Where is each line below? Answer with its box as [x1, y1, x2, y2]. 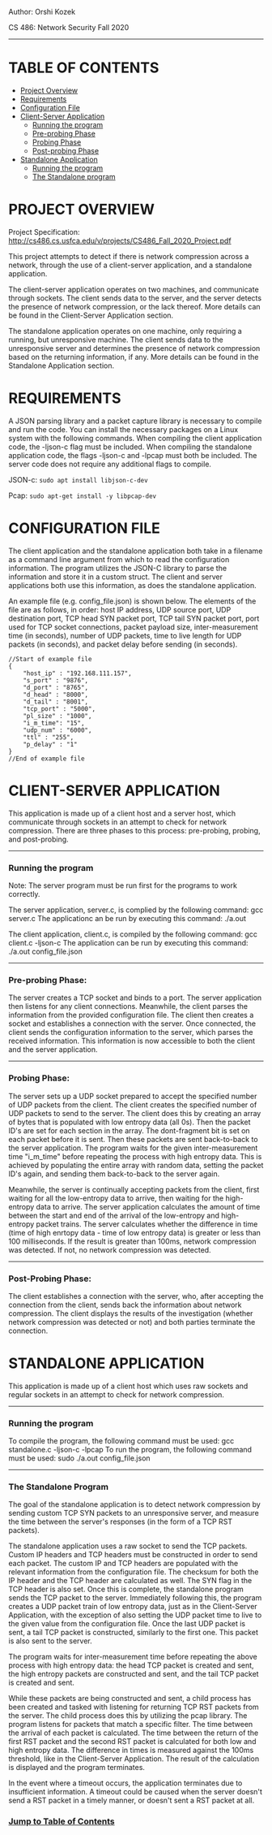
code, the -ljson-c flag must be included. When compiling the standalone [8, 442, 253, 452]
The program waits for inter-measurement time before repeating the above [8, 1652, 257, 1662]
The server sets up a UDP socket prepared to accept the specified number [8, 1091, 257, 1101]
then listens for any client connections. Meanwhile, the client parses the [8, 1002, 249, 1011]
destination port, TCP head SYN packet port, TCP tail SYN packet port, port [8, 613, 260, 623]
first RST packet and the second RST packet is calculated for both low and [8, 1737, 257, 1746]
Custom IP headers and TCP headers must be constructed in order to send [8, 1550, 258, 1560]
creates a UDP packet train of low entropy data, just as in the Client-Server [8, 1602, 257, 1612]
